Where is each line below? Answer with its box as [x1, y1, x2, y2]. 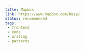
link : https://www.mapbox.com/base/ [5, 12, 80, 17]
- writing [7, 34, 28, 39]
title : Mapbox [5, 7, 34, 12]
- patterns [7, 39, 29, 44]
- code [7, 30, 21, 34]
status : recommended [5, 16, 48, 21]
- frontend [7, 25, 29, 30]
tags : [5, 20, 16, 26]
